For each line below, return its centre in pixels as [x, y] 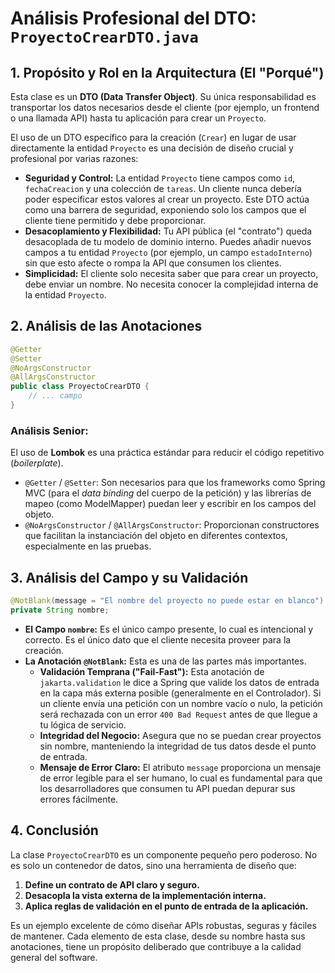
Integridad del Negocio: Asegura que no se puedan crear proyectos [180, 735]
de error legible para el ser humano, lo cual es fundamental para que [181, 778]
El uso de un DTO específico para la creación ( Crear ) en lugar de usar [153, 137]
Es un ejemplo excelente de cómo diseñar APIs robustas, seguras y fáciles [163, 925]
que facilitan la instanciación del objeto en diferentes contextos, [156, 536]
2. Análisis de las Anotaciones [106, 326]
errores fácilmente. [79, 799]
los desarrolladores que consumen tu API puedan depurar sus [167, 788]
